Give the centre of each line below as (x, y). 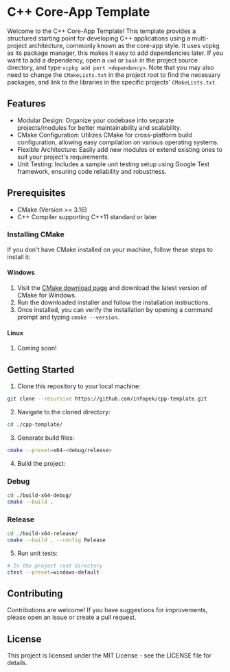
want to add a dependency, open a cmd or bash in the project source (102, 60)
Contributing (35, 593)
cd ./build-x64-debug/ (39, 495)
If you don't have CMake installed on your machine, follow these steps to (110, 249)
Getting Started (41, 369)
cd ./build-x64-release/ (43, 534)
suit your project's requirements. (63, 157)
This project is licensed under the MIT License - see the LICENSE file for (109, 656)
